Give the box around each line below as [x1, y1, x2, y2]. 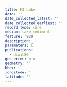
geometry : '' [5, 61, 31, 66]
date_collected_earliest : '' [5, 20, 63, 26]
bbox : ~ [5, 66, 21, 71]
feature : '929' [5, 34, 35, 39]
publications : [5, 47, 33, 52]
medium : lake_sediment [5, 29, 50, 34]
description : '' [5, 39, 37, 43]
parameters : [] [5, 43, 35, 48]
